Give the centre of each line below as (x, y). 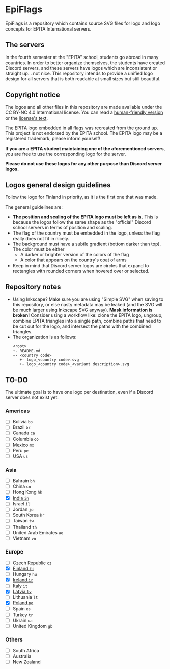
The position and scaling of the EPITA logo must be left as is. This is (85, 217)
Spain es (22, 608)
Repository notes (33, 287)
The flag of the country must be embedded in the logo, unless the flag (86, 233)
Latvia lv (22, 592)
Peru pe (21, 450)
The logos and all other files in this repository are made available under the (84, 107)
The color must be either (38, 249)
